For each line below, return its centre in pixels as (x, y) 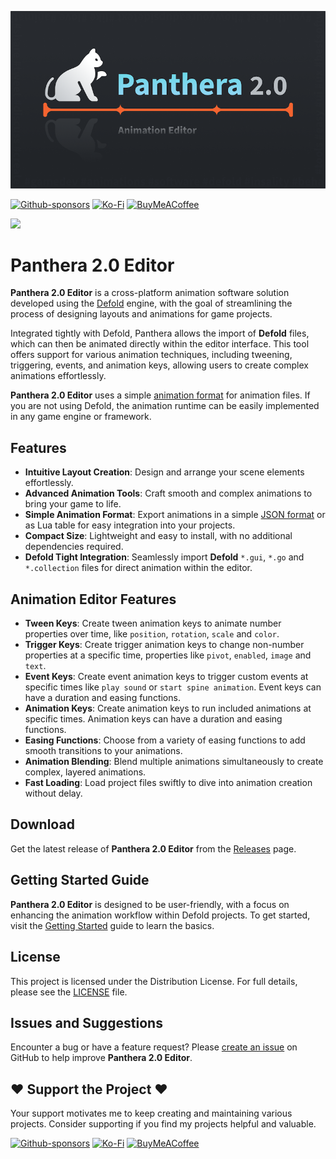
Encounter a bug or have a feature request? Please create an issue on (154, 1047)
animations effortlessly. (58, 376)
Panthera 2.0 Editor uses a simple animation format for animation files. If (160, 395)
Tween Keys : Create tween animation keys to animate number (153, 623)
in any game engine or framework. (81, 417)
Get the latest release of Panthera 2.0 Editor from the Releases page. (153, 848)
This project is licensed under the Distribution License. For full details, (154, 981)
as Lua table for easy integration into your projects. (130, 525)
